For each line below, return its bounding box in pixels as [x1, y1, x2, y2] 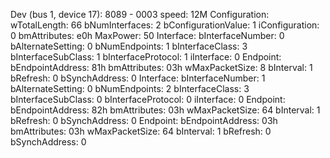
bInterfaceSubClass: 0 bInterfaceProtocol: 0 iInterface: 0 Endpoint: [10, 94, 286, 105]
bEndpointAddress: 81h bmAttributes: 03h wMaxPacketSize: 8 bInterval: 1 [10, 62, 313, 73]
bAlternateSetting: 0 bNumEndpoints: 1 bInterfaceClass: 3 [10, 40, 248, 52]
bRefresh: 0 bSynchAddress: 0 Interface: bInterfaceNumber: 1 [10, 72, 266, 84]
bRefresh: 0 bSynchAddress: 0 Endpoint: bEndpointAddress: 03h [10, 115, 278, 126]
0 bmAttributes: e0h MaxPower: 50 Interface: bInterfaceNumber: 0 [10, 30, 285, 41]
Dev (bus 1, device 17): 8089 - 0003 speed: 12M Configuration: [10, 9, 270, 20]
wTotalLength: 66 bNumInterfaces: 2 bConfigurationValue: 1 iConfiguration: [10, 19, 320, 31]
